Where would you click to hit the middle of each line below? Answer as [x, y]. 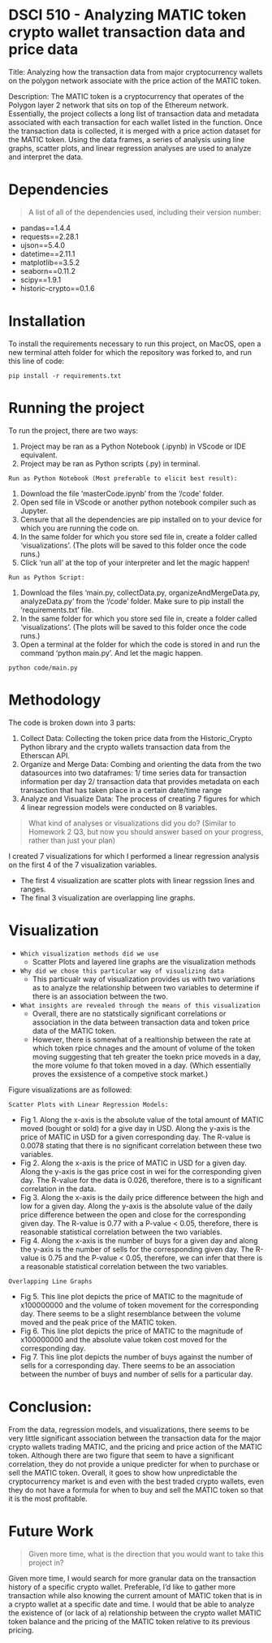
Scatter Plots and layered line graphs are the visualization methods [144, 961]
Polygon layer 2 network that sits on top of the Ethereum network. [119, 105]
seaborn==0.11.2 [47, 271]
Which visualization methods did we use [89, 954]
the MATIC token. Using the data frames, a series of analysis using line [127, 139]
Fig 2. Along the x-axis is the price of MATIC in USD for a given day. [134, 1163]
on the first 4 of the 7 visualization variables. [83, 865]
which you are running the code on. [80, 528]
